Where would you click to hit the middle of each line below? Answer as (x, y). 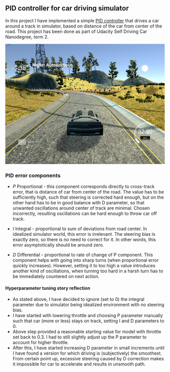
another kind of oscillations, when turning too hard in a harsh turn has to (88, 271)
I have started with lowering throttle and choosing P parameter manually (88, 316)
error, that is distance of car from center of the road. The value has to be (88, 192)
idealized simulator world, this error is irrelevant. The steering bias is (84, 234)
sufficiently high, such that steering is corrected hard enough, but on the (88, 197)
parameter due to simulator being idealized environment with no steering (88, 305)
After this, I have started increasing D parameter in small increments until (88, 348)
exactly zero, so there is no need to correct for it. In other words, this (84, 240)
